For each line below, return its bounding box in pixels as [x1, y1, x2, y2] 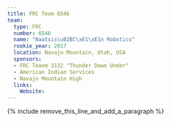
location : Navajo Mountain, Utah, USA [13, 49, 127, 56]
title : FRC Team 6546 [7, 10, 70, 17]
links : [13, 82, 33, 89]
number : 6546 [13, 29, 51, 37]
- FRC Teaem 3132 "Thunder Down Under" [13, 62, 129, 69]
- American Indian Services [13, 68, 95, 75]
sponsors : [13, 56, 42, 63]
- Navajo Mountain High [13, 75, 82, 82]
